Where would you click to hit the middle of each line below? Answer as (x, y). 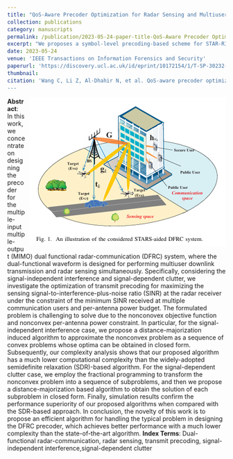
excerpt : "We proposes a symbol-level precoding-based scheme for (105, 44)
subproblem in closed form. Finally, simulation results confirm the (101, 397)
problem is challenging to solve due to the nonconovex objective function (112, 315)
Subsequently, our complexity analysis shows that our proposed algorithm (113, 352)
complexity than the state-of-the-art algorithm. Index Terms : (94, 433)
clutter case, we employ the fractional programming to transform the (105, 374)
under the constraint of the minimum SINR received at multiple (96, 300)
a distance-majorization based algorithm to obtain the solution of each (107, 389)
